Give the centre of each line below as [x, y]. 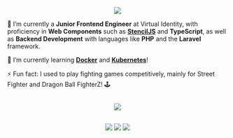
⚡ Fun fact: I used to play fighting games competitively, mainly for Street [111, 74]
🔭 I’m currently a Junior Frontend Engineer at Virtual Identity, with [103, 24]
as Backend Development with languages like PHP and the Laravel [104, 39]
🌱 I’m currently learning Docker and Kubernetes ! [78, 60]
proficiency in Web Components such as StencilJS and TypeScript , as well [116, 31]
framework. [24, 46]
